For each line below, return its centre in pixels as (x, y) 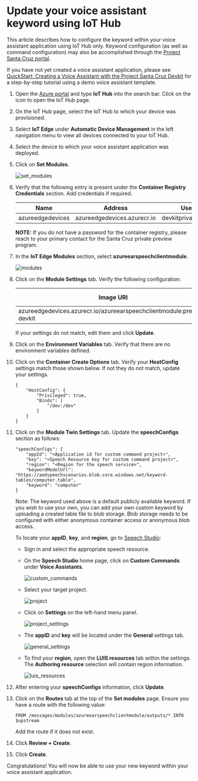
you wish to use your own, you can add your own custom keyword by (99, 507)
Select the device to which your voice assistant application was (92, 147)
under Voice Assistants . (54, 567)
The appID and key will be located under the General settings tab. (104, 635)
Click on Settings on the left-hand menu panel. (81, 612)
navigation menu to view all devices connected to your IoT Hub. (92, 135)
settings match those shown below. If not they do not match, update (98, 368)
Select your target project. (56, 589)
